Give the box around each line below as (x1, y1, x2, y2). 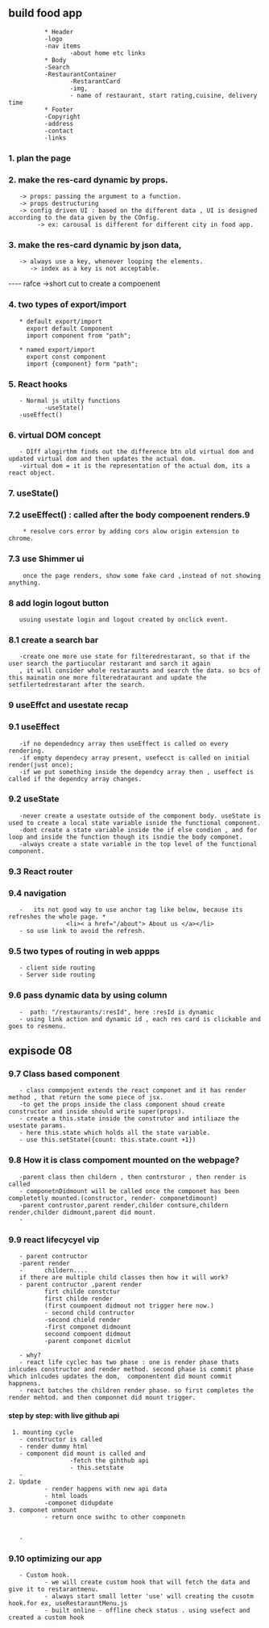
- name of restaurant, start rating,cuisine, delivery (69, 91, 258, 99)
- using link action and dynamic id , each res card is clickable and (19, 1015, 262, 1023)
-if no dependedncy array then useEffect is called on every (19, 739, 229, 747)
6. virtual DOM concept (8, 429, 101, 441)
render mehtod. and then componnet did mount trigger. (8, 1393, 197, 1401)
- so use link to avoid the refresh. (19, 927, 147, 935)
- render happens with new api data (43, 1485, 168, 1493)
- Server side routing (19, 971, 95, 979)
